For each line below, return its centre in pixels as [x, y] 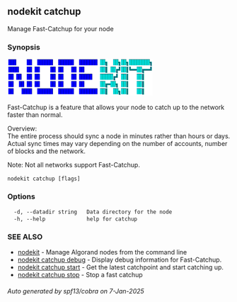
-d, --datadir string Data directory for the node [93, 212]
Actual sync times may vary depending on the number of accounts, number [117, 143]
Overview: [22, 128]
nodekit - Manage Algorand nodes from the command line [102, 252]
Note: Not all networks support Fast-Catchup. [74, 164]
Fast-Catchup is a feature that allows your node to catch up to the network [116, 107]
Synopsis [24, 47]
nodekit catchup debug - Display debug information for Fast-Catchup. [120, 260]
